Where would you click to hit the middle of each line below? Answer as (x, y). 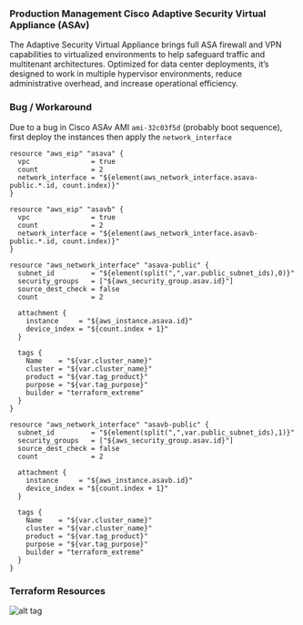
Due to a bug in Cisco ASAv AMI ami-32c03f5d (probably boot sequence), (146, 127)
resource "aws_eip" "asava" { (67, 153)
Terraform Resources (58, 590)
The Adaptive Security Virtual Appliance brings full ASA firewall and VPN (146, 45)
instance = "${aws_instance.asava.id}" (110, 321)
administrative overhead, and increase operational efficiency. (124, 84)
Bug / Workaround (51, 108)
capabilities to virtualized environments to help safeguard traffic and (137, 55)
